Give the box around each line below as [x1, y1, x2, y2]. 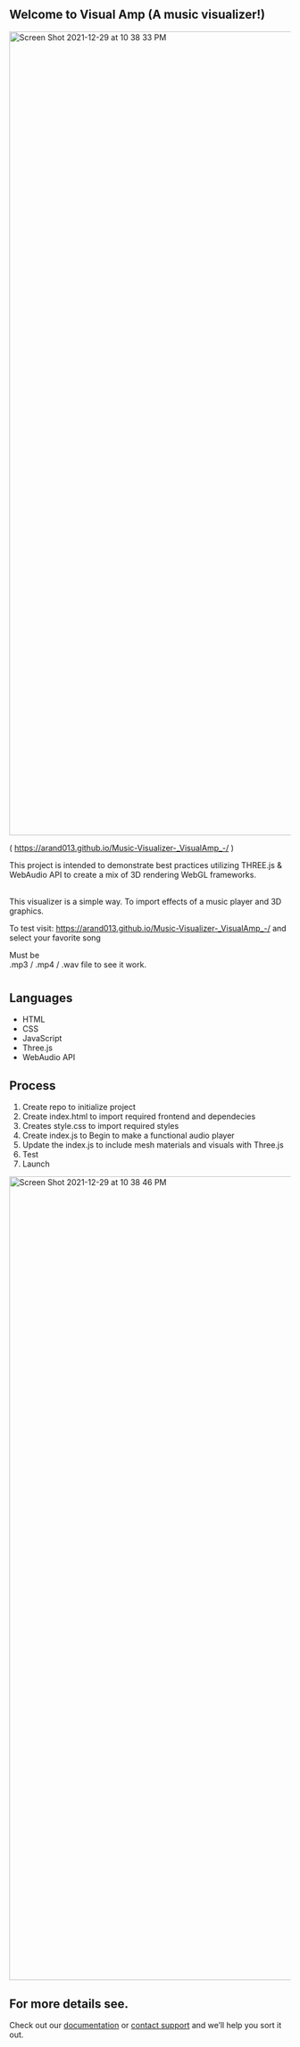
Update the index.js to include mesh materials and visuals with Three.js [21, 1140, 284, 1150]
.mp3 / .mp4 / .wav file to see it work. [9, 959, 147, 970]
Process [9, 1078, 56, 1093]
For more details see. [9, 1996, 129, 2011]
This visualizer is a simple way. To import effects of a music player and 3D [9, 896, 282, 907]
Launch [21, 1158, 51, 1169]
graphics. [9, 906, 45, 916]
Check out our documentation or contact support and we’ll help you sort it [9, 2020, 282, 2031]
